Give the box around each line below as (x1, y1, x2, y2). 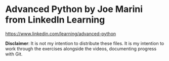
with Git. (5, 51, 23, 57)
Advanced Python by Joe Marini (5, 3, 143, 15)
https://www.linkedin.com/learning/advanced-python (5, 30, 116, 36)
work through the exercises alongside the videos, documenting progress (5, 45, 157, 51)
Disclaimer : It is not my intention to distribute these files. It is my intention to (5, 40, 164, 46)
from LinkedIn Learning (5, 14, 105, 25)
